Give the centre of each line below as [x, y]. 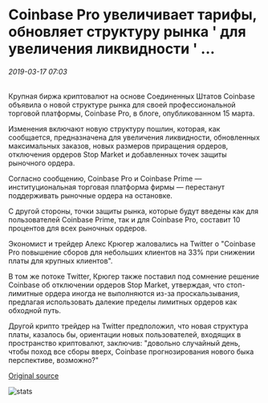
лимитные [26, 294]
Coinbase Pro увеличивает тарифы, [133, 15]
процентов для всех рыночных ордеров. [77, 228]
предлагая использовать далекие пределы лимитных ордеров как [123, 302]
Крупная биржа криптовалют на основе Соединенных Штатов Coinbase [132, 96]
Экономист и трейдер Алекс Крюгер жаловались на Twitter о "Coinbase [132, 244]
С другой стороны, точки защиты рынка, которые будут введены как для [134, 211]
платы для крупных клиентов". [61, 261]
